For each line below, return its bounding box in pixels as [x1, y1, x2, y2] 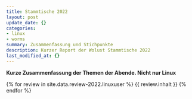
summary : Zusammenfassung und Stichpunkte [6, 42, 113, 48]
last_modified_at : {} [6, 53, 60, 59]
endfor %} [6, 87, 32, 94]
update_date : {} [6, 20, 47, 25]
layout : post [6, 14, 39, 20]
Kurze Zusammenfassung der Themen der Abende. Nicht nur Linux [6, 69, 176, 76]
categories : [6, 25, 36, 31]
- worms [6, 36, 26, 42]
